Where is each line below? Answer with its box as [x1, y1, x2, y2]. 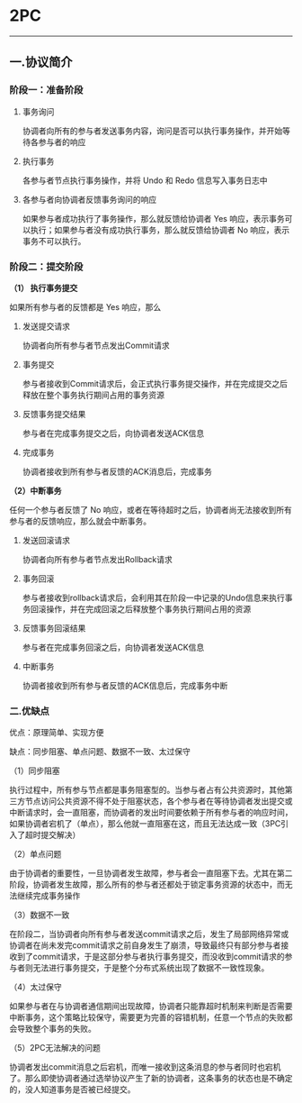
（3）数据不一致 [9, 909, 70, 920]
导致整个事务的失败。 [16, 1024, 96, 1035]
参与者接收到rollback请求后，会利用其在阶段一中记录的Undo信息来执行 [22, 592, 285, 603]
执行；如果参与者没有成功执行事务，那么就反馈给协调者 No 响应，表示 [30, 224, 290, 235]
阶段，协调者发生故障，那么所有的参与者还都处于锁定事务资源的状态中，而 [9, 880, 285, 890]
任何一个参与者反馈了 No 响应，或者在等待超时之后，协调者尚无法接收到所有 [9, 504, 292, 515]
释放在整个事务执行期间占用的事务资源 [22, 389, 164, 400]
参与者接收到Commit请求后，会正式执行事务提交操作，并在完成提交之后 [22, 378, 288, 388]
